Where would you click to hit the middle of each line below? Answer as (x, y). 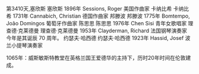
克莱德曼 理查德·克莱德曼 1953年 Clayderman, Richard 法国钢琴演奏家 (102, 31)
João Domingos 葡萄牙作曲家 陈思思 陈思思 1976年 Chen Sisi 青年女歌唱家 (97, 23)
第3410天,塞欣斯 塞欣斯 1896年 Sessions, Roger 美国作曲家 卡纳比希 (89, 9)
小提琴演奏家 (27, 45)
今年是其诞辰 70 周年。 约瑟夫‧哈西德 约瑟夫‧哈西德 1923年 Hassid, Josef (95, 38)
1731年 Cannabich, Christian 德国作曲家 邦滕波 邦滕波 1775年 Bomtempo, (101, 16)
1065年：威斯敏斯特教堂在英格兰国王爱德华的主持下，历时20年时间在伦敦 (96, 58)
